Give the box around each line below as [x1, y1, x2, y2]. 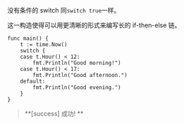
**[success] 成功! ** [24, 109, 84, 118]
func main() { [7, 35, 49, 42]
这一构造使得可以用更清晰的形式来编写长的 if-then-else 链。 [7, 21, 181, 29]
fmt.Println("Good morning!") [32, 60, 121, 67]
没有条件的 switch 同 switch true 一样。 [7, 6, 121, 14]
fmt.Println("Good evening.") [32, 84, 121, 91]
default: [20, 78, 46, 85]
